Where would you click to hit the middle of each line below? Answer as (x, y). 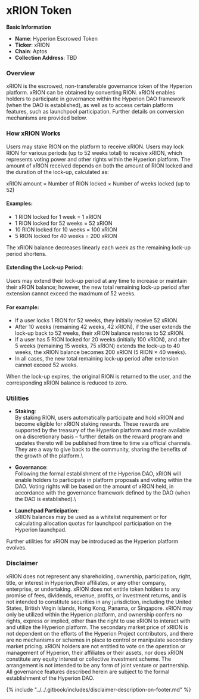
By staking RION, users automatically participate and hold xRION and (99, 418)
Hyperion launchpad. (41, 530)
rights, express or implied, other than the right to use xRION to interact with (98, 621)
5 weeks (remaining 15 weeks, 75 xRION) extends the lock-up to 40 (97, 346)
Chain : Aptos (31, 51)
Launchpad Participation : (47, 511)
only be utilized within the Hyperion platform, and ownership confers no (94, 614)
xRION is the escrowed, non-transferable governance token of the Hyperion (99, 86)
